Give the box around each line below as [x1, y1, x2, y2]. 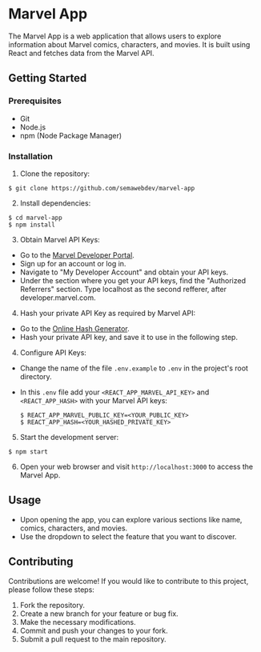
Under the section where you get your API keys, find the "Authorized [19, 275, 247, 285]
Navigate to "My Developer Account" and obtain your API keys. [19, 267, 229, 277]
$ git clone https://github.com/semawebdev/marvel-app [8, 184, 195, 192]
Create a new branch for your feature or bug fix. [19, 609, 179, 618]
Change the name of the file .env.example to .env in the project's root [19, 363, 248, 373]
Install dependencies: [19, 198, 91, 208]
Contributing [8, 555, 74, 569]
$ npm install [8, 221, 56, 229]
